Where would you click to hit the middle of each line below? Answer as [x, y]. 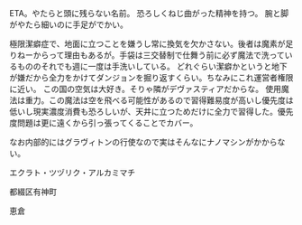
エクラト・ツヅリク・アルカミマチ [73, 173]
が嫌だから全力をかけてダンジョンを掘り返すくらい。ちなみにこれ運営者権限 [151, 78]
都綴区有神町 [33, 192]
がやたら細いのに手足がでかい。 [69, 24]
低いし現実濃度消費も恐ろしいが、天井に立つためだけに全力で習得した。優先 [151, 112]
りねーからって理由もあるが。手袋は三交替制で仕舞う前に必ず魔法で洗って [147, 55]
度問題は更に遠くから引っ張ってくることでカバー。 [104, 123]
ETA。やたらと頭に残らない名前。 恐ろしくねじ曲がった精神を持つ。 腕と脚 [149, 13]
